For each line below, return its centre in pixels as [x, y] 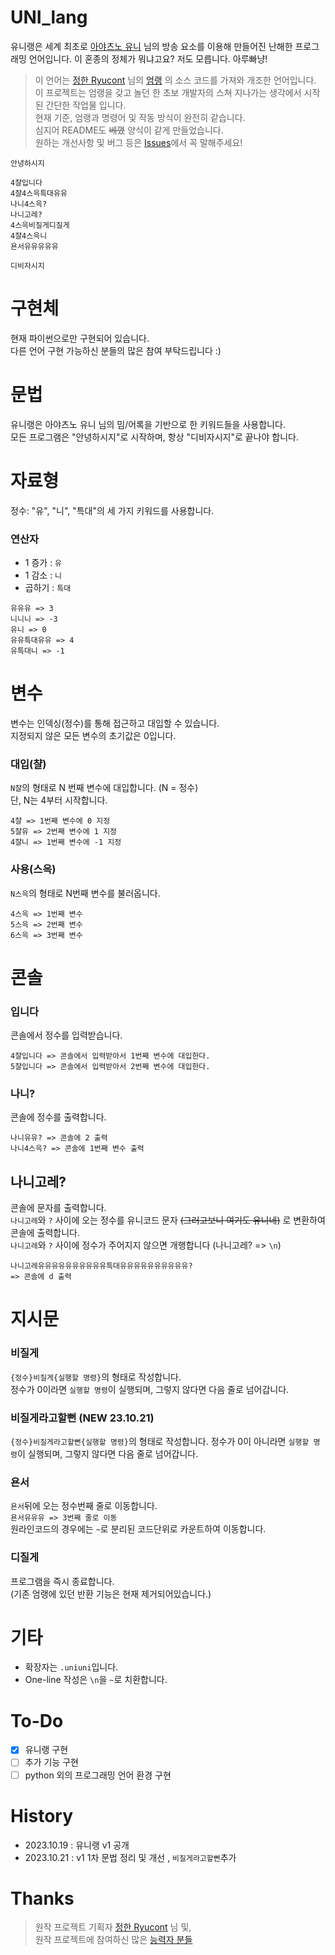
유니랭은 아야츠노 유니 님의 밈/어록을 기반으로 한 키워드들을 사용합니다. [148, 424]
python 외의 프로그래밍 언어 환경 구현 [98, 1775]
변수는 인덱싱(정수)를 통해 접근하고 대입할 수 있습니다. [115, 723]
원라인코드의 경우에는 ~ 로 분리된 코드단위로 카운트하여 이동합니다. [138, 1529]
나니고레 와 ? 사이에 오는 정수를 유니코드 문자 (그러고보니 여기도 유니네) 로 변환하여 [168, 1220]
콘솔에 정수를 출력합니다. [58, 1117]
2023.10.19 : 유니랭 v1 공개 [77, 1845]
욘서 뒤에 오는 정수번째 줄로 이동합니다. [84, 1506]
